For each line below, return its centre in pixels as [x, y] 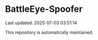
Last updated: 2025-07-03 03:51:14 [41, 23]
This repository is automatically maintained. [49, 32]
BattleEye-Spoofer [44, 9]
